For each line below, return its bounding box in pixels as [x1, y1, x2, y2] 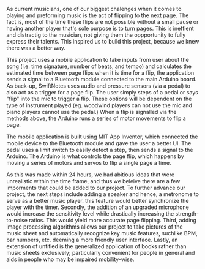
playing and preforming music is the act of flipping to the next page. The [6, 12, 189, 19]
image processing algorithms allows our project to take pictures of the [6, 223, 183, 230]
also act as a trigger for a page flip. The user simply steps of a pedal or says [6, 89, 199, 96]
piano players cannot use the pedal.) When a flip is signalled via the [6, 108, 177, 115]
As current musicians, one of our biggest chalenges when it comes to [6, 6, 182, 12]
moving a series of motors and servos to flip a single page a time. [6, 159, 171, 166]
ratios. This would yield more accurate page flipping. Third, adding [28, 217, 197, 224]
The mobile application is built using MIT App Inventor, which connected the [6, 133, 198, 140]
